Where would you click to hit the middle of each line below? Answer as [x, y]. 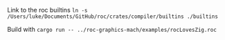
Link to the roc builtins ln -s [47, 10]
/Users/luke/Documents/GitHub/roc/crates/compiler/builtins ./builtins [112, 17]
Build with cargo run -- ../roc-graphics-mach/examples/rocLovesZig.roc [112, 29]
